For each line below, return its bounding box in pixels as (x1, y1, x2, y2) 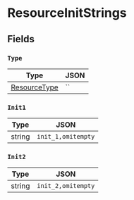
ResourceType (11, 82, 59, 92)
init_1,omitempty (37, 132, 95, 141)
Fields (7, 33, 35, 45)
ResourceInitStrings (7, 5, 127, 21)
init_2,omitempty (37, 182, 95, 190)
